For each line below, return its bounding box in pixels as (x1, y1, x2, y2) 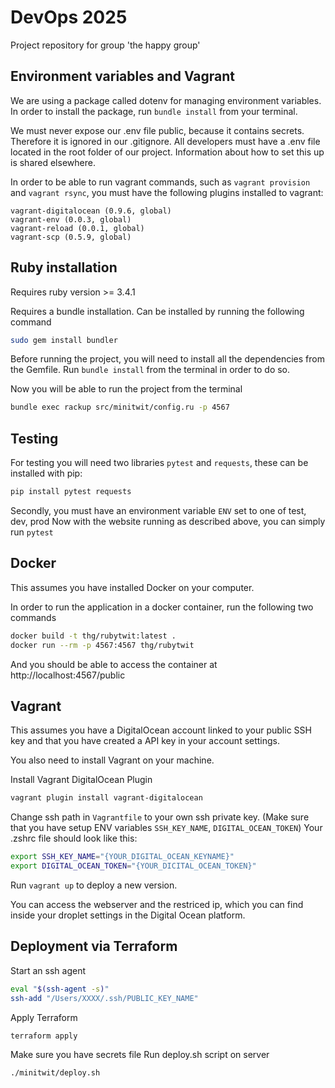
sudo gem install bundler (10, 335, 118, 345)
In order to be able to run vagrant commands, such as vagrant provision (10, 176, 311, 188)
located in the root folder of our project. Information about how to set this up (10, 146, 325, 158)
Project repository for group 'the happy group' (10, 39, 201, 51)
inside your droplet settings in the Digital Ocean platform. (10, 909, 246, 921)
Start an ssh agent (10, 964, 87, 976)
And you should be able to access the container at (10, 658, 218, 670)
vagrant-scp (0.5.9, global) (10, 232, 132, 242)
